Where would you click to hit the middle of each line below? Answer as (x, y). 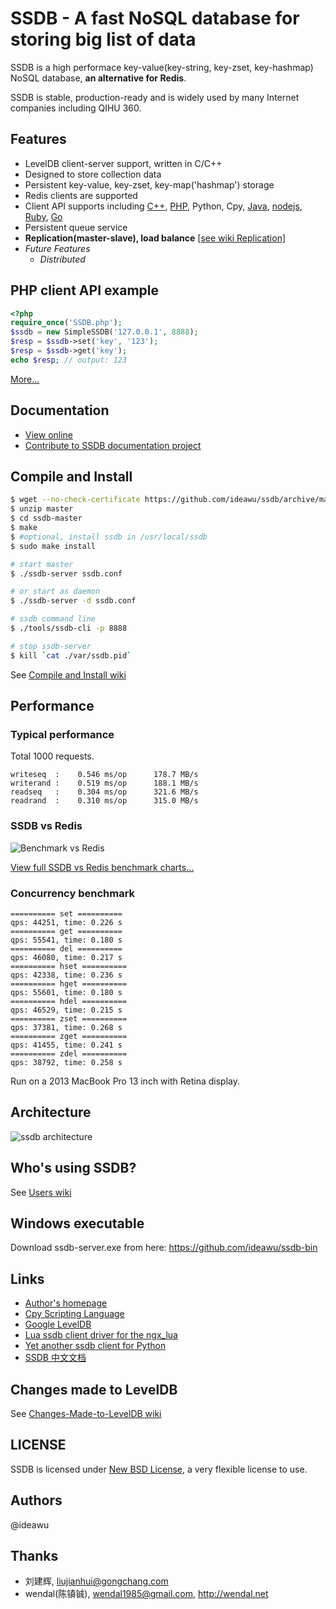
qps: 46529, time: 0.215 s (66, 1010)
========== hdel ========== (69, 1001)
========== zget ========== (69, 1036)
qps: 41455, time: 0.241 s (66, 1045)
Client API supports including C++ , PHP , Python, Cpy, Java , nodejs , (163, 206)
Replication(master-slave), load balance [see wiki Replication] (155, 238)
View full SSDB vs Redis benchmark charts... (102, 867)
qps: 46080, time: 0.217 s (66, 957)
